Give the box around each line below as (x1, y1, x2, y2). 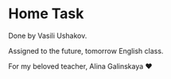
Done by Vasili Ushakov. (8, 31, 87, 40)
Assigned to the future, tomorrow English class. (8, 46, 164, 55)
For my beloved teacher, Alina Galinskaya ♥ (8, 61, 153, 71)
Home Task (8, 5, 84, 23)
